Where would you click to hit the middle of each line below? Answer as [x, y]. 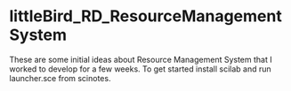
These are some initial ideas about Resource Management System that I [141, 59]
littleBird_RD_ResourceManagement [145, 16]
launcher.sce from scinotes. [60, 78]
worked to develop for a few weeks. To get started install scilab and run [140, 69]
